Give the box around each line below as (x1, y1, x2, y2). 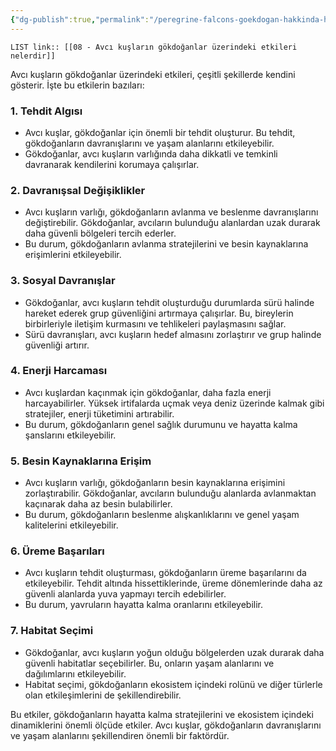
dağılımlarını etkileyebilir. (24, 667, 127, 680)
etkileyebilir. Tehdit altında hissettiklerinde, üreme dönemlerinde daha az (24, 577, 323, 590)
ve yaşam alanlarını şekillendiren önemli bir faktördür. (10, 729, 230, 741)
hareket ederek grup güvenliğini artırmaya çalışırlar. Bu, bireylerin (24, 307, 294, 319)
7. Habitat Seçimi (10, 624, 94, 638)
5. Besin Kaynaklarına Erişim (10, 454, 152, 468)
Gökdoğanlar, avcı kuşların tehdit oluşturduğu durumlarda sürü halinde (24, 296, 315, 308)
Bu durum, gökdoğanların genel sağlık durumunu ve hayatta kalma (24, 418, 298, 430)
